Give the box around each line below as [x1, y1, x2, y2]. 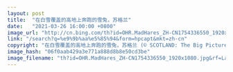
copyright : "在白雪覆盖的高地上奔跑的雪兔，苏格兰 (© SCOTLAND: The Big [7, 42, 203, 49]
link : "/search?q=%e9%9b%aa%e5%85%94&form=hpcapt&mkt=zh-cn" [7, 36, 188, 43]
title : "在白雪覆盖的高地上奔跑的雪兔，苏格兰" [7, 16, 132, 23]
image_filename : [7, 55, 54, 62]
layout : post [7, 10, 45, 17]
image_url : [7, 29, 39, 36]
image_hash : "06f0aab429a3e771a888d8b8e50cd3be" [7, 49, 150, 56]
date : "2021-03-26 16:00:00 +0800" [7, 23, 116, 29]
